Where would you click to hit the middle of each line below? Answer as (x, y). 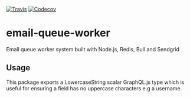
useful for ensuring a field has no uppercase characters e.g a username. (94, 88)
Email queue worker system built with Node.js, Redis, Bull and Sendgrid (93, 49)
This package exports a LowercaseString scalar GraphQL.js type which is (95, 82)
